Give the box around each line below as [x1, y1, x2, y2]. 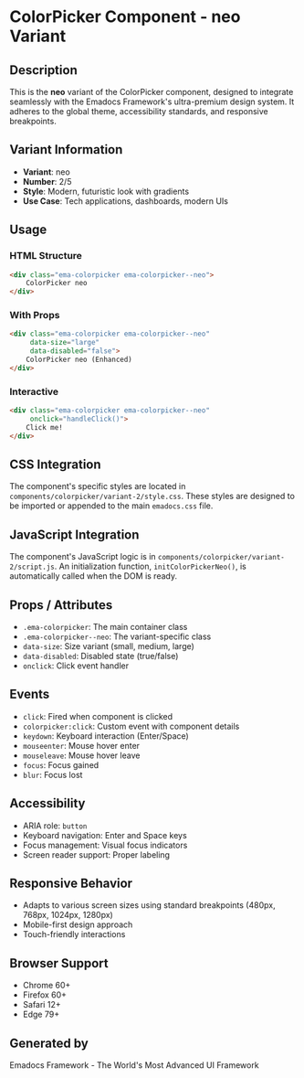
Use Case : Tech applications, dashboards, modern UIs [22, 195, 228, 207]
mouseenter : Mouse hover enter [22, 740, 140, 751]
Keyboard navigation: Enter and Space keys [22, 829, 187, 840]
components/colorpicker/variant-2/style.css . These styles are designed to [9, 491, 295, 502]
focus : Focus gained [22, 759, 100, 770]
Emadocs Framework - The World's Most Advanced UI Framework [9, 1060, 259, 1071]
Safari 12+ [22, 999, 61, 1010]
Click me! [26, 422, 64, 432]
